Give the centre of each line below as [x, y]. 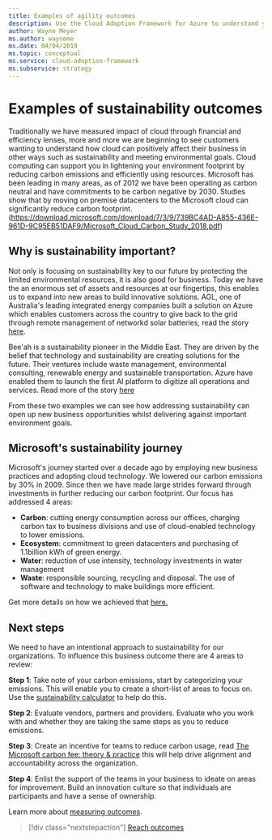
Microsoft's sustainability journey [96, 448]
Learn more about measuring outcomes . [76, 812]
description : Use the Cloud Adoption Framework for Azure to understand [134, 23]
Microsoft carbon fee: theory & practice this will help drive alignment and [130, 755]
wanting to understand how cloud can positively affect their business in [127, 148]
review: [21, 664]
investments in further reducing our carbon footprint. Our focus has [121, 493]
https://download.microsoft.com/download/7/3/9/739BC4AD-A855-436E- [135, 217]
